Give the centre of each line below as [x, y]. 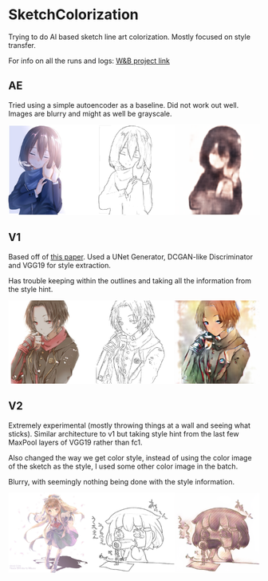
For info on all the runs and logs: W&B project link [89, 61]
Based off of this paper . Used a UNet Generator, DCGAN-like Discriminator [131, 256]
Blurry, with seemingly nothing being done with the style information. [122, 481]
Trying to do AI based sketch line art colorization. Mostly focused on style [130, 37]
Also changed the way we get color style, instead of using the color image [130, 457]
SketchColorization [74, 15]
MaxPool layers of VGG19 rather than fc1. [75, 442]
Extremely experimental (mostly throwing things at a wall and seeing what [130, 425]
